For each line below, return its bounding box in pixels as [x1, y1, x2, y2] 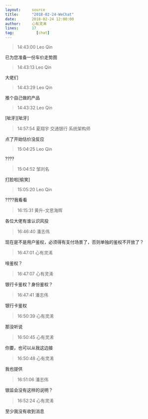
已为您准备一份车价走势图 [5, 54, 57, 60]
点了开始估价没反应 [5, 136, 45, 142]
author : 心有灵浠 [5, 21, 47, 26]
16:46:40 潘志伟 [17, 228, 50, 234]
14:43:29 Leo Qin [17, 85, 53, 90]
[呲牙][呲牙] [5, 115, 29, 121]
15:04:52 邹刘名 [17, 166, 49, 172]
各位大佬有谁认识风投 [5, 218, 49, 224]
